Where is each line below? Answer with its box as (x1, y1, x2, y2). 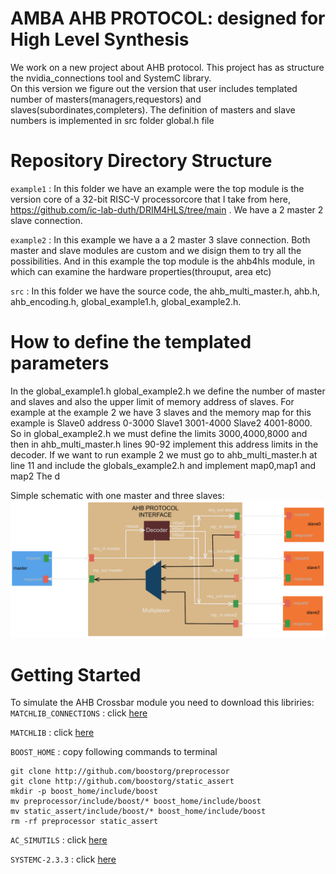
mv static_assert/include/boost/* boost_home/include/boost (10, 807, 267, 817)
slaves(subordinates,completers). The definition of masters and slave (10, 103, 296, 116)
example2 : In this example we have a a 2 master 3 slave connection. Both (10, 233, 311, 246)
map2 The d (10, 470, 61, 482)
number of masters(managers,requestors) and (10, 93, 202, 105)
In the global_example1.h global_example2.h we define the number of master (10, 385, 326, 397)
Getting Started (10, 663, 142, 686)
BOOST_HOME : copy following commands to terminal (10, 746, 218, 758)
